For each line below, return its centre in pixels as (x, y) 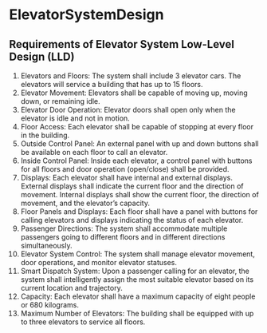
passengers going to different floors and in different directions (123, 237)
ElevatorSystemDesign (86, 15)
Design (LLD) (42, 56)
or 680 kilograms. (49, 305)
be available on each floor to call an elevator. (94, 152)
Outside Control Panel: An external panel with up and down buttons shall (139, 144)
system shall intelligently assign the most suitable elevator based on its (137, 279)
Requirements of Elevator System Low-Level (122, 44)
